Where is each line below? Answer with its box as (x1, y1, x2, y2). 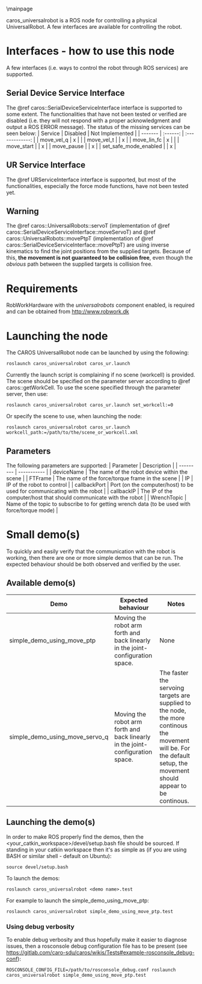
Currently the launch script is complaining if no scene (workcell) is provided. (6, 371, 195, 378)
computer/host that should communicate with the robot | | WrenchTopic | (6, 494, 187, 501)
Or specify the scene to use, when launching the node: (6, 413, 142, 420)
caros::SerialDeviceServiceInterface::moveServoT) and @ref (6, 228, 156, 236)
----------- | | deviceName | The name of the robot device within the (17, 468, 188, 475)
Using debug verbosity (6, 922, 75, 930)
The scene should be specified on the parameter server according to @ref (6, 378, 191, 385)
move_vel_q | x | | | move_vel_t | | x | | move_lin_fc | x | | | (40, 136, 179, 143)
